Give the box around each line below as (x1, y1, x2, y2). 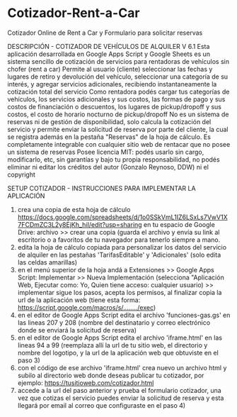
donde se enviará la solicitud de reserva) (17, 326, 137, 334)
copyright (7, 170, 35, 179)
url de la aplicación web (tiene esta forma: (17, 296, 141, 304)
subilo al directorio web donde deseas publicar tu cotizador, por (17, 371, 204, 379)
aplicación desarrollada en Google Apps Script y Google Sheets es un (7, 50, 211, 58)
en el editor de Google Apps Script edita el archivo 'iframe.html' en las (17, 333, 223, 342)
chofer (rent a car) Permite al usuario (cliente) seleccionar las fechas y (7, 65, 213, 73)
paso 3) (17, 356, 40, 365)
